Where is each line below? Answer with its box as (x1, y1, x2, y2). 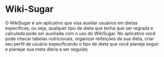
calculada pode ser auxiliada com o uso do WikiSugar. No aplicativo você (5, 30, 156, 36)
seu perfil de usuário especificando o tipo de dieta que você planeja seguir (5, 41, 159, 47)
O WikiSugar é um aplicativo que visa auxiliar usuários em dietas (5, 20, 138, 26)
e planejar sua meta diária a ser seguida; (5, 46, 89, 52)
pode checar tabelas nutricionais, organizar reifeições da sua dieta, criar (5, 36, 155, 42)
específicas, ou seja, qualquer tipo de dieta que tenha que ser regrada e (5, 25, 154, 31)
